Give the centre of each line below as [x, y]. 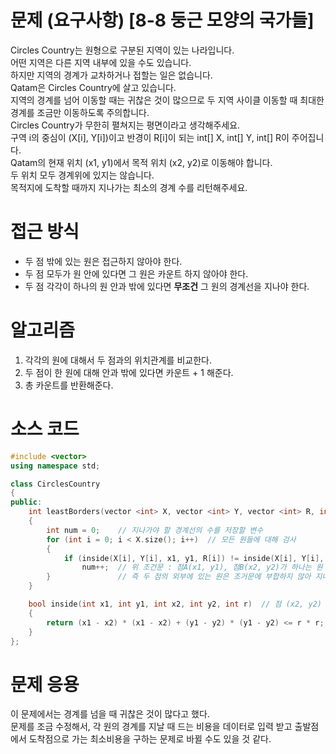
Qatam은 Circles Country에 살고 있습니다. [93, 87]
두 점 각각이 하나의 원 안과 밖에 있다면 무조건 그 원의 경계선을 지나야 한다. [167, 286]
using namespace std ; [55, 466]
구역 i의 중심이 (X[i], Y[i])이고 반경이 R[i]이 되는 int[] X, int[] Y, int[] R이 [150, 137]
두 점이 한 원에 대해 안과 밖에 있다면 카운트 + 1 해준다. [129, 372]
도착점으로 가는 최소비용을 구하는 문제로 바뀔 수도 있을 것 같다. [150, 739]
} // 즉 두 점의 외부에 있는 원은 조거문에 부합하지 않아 [179, 577]
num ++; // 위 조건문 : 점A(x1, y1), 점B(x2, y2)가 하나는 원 [202, 567]
